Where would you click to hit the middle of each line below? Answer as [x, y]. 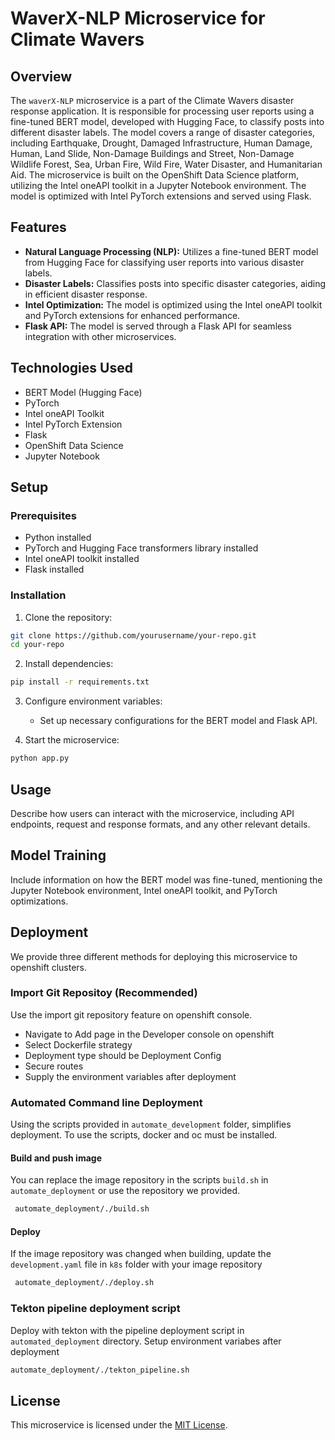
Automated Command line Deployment [106, 1102]
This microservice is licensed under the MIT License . [119, 1425]
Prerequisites [43, 515]
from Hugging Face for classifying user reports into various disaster [164, 262]
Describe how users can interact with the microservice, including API [152, 813]
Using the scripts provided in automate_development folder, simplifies [151, 1124]
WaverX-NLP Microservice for [138, 18]
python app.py [40, 758]
